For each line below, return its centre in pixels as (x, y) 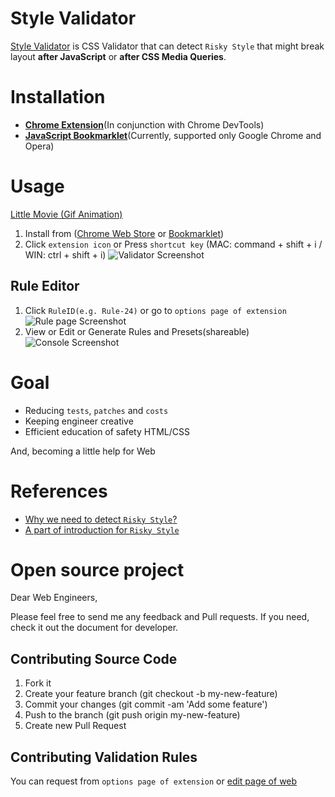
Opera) (39, 146)
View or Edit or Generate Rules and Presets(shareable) (137, 331)
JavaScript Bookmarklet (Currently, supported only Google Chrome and (173, 135)
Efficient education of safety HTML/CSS (107, 431)
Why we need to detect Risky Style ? (101, 519)
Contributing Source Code (94, 658)
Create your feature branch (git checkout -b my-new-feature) (151, 694)
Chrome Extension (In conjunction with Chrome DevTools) (144, 124)
